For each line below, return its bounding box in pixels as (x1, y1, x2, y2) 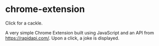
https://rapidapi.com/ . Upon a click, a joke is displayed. (5, 35, 120, 41)
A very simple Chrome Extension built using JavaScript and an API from (5, 29, 154, 35)
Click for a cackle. (5, 20, 43, 26)
